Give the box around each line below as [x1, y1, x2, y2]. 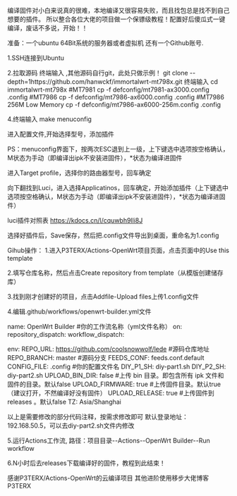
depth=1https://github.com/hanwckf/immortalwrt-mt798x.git [7, 77, 183, 86]
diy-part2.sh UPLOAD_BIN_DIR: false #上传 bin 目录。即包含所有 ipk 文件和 [7, 371, 224, 379]
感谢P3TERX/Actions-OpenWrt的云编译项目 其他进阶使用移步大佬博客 [7, 474, 209, 482]
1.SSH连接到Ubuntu [7, 54, 65, 62]
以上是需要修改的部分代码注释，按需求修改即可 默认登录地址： [7, 413, 188, 421]
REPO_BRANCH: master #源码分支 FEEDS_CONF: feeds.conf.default [7, 354, 205, 361]
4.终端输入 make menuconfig [7, 115, 92, 123]
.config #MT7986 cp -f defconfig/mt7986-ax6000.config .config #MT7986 [7, 93, 224, 101]
